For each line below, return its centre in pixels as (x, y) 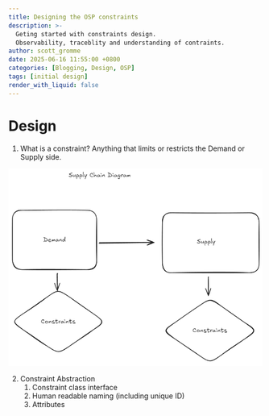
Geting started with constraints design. (86, 34)
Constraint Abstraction (57, 378)
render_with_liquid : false (54, 85)
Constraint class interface (75, 387)
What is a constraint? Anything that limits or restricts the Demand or (132, 148)
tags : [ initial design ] (48, 77)
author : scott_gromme (45, 51)
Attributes (48, 404)
